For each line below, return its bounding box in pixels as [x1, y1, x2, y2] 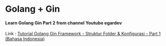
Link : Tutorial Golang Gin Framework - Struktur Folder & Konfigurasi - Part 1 [5, 31, 161, 37]
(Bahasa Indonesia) [5, 36, 45, 42]
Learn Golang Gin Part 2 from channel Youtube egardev [5, 20, 122, 25]
